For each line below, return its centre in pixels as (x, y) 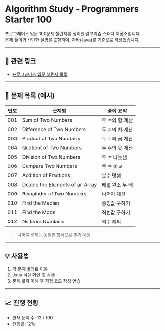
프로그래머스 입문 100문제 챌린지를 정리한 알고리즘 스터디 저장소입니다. (73, 33)
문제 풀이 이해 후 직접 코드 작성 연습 (46, 281)
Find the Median (41, 203)
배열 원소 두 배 (117, 185)
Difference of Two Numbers (54, 129)
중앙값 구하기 (116, 203)
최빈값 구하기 (116, 212)
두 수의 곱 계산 (117, 138)
